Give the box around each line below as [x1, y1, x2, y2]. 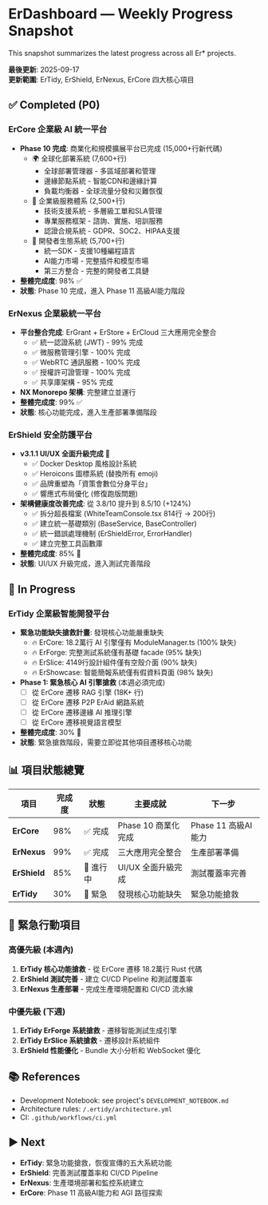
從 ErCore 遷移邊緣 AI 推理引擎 [31, 708, 133, 718]
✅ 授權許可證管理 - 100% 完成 [31, 367, 131, 376]
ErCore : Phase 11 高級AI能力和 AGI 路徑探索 [19, 1187, 164, 1197]
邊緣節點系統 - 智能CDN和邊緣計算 [43, 176, 158, 185]
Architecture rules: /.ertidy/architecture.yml [19, 1104, 173, 1113]
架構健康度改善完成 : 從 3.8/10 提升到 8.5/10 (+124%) [19, 499, 191, 508]
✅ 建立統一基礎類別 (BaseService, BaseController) [31, 519, 197, 528]
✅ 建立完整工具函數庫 [31, 539, 104, 548]
